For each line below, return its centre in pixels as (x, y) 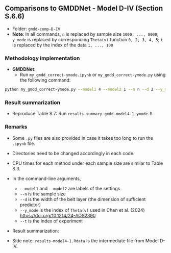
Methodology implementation (42, 58)
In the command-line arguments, (46, 179)
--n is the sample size (43, 194)
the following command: (45, 80)
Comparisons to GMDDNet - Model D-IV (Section (84, 8)
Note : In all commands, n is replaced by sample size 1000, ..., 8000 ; (85, 34)
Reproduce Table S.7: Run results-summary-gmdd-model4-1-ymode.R (82, 114)
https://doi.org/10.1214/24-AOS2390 (58, 215)
